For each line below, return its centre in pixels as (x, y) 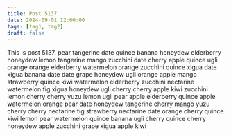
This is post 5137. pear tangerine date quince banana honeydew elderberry (114, 53)
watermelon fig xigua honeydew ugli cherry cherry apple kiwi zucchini (108, 89)
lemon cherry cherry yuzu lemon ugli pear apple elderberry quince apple (111, 97)
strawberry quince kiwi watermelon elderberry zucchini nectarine (101, 82)
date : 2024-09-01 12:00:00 (46, 20)
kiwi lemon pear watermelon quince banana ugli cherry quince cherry (107, 119)
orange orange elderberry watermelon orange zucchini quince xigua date (112, 67)
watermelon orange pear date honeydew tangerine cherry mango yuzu (109, 104)
